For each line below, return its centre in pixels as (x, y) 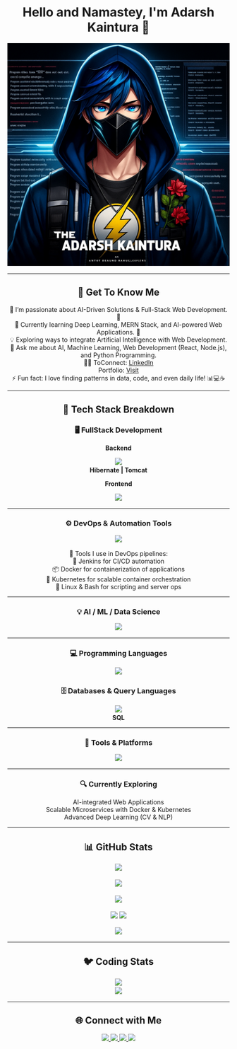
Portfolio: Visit (119, 370)
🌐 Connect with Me (119, 1020)
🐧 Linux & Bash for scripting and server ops (119, 586)
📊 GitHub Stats (119, 847)
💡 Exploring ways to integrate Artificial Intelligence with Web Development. (119, 340)
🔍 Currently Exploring (119, 784)
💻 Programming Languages (119, 653)
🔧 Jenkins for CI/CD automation (119, 561)
